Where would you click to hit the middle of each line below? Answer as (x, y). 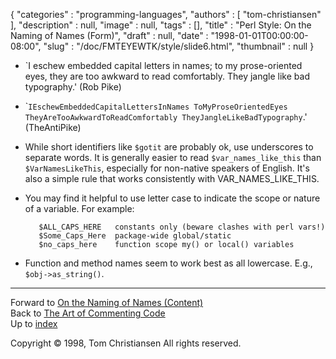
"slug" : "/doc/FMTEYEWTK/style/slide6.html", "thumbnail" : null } (179, 46)
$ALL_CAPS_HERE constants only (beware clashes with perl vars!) (182, 227)
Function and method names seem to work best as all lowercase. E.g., (168, 263)
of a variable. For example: (79, 208)
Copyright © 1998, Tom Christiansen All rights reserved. (126, 343)
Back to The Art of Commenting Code (88, 313)
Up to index (34, 323)
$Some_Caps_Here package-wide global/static (135, 236)
